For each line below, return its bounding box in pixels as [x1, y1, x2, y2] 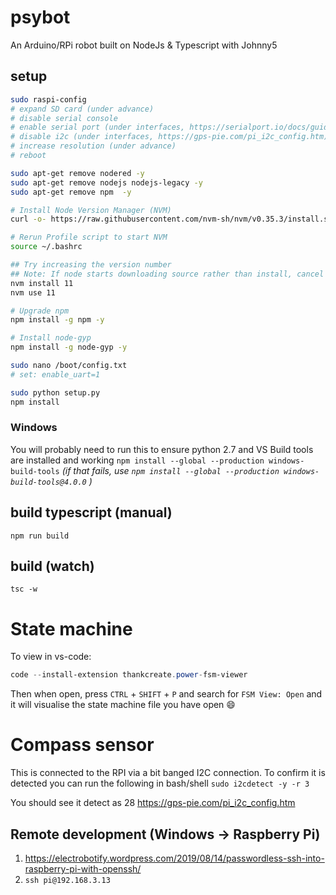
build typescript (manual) [10, 504, 173, 521]
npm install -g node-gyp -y [10, 342, 128, 353]
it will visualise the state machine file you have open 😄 [10, 699, 236, 711]
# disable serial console [10, 113, 118, 123]
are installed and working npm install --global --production [10, 454, 265, 466]
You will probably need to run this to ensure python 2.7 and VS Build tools [10, 443, 314, 455]
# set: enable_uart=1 [10, 369, 101, 380]
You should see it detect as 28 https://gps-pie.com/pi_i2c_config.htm [10, 797, 296, 809]
